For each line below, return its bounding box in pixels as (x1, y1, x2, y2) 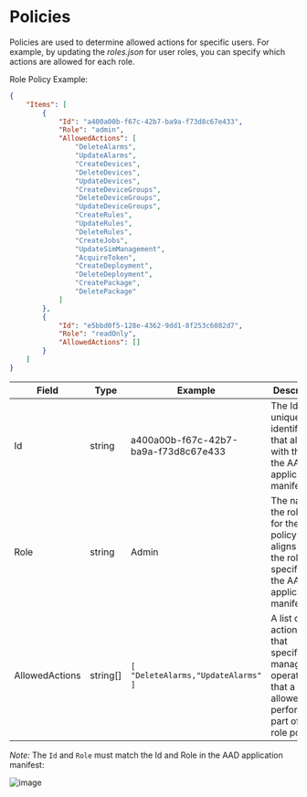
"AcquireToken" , (74, 253, 137, 262)
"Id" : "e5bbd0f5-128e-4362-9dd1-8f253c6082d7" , (58, 321, 244, 330)
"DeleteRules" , (74, 227, 132, 237)
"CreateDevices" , (74, 159, 142, 168)
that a (270, 680, 295, 693)
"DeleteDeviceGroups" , (74, 194, 162, 203)
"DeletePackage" (74, 287, 137, 296)
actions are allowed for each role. (9, 56, 135, 67)
